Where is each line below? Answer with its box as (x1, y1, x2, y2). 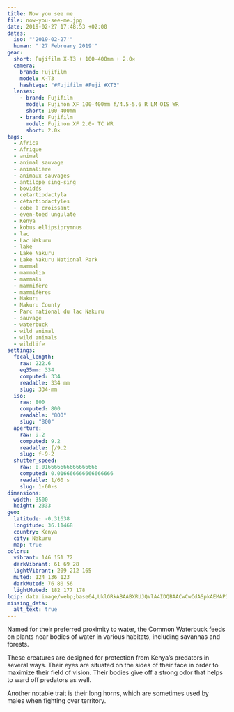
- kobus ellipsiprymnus (13, 224, 82, 231)
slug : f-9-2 (19, 451, 54, 458)
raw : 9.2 (19, 431, 45, 438)
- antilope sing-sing (13, 178, 77, 185)
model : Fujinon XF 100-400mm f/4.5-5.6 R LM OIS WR (25, 101, 179, 108)
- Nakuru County (13, 302, 61, 309)
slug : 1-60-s (19, 483, 58, 490)
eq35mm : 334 (19, 366, 54, 373)
